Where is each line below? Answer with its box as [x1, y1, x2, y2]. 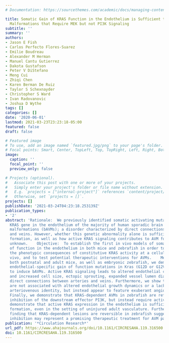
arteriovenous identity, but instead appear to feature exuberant [10, 288, 152, 293]
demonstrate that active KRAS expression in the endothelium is [10, 302, 147, 307]
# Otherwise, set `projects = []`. [5, 194, 84, 199]
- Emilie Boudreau [5, 49, 44, 54]
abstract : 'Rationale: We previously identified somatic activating [5, 217, 154, 222]
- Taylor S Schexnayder [5, 87, 55, 92]
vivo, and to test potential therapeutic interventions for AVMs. [10, 255, 152, 260]
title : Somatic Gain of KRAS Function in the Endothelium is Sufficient [5, 16, 161, 22]
